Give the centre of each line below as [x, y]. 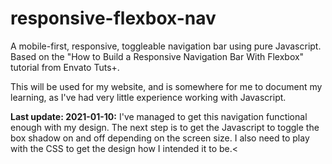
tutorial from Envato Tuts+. [65, 67]
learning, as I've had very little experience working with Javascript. [148, 97]
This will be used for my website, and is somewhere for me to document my [166, 86]
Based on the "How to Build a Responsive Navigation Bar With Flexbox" [157, 56]
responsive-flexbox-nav [113, 18]
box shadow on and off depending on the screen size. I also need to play [160, 138]
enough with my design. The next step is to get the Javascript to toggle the [165, 127]
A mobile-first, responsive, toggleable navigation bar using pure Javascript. [166, 46]
